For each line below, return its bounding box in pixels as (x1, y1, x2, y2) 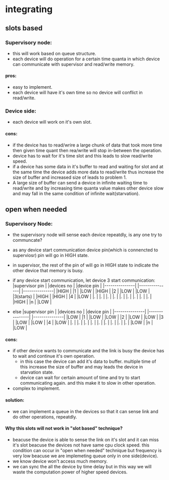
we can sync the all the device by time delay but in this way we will (12, 463, 152, 469)
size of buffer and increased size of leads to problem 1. (12, 174, 127, 180)
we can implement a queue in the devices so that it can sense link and (12, 408, 159, 414)
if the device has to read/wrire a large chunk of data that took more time (12, 142, 162, 148)
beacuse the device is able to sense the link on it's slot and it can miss (12, 436, 159, 442)
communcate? (12, 237, 43, 243)
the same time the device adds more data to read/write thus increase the (12, 169, 164, 175)
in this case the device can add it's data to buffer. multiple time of (20, 358, 156, 364)
